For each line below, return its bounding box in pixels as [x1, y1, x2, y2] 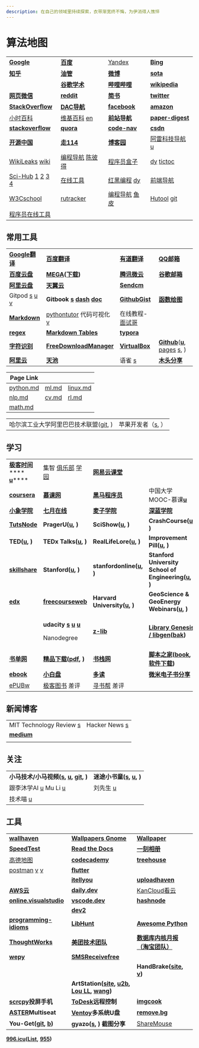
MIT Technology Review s [9, 721, 81, 729]
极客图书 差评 [43, 682, 81, 690]
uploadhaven [136, 876, 175, 884]
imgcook [136, 997, 162, 1005]
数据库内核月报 [136, 934, 179, 942]
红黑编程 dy [108, 176, 141, 184]
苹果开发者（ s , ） [118, 420, 167, 429]
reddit [60, 91, 78, 100]
